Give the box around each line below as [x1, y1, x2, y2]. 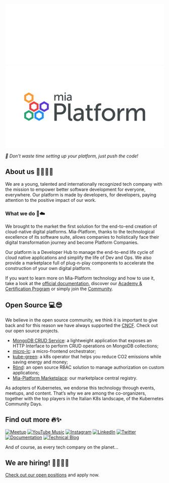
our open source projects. [5, 328, 59, 334]
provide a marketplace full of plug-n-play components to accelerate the [5, 259, 154, 266]
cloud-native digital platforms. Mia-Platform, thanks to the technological [5, 229, 155, 235]
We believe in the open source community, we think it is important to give [5, 317, 158, 323]
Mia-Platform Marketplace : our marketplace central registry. [12, 375, 138, 381]
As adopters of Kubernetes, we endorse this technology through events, [5, 385, 155, 391]
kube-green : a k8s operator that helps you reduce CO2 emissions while [12, 353, 161, 359]
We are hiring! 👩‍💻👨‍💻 [5, 458, 70, 467]
